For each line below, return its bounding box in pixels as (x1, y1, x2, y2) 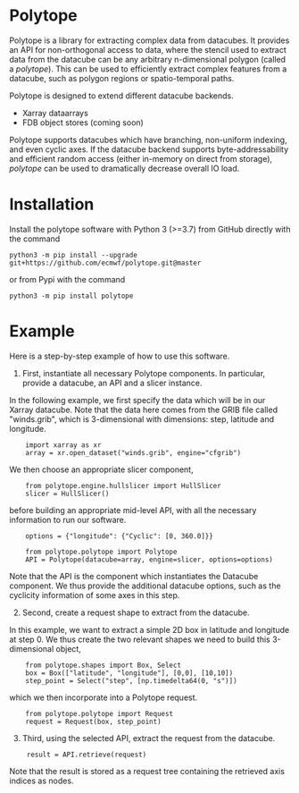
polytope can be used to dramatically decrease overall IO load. (9, 163, 240, 173)
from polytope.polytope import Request (25, 709, 174, 718)
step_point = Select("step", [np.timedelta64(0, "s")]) (25, 676, 238, 685)
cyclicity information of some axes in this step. (9, 589, 180, 600)
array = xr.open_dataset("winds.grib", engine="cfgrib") (25, 448, 242, 457)
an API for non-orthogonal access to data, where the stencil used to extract (9, 44, 287, 55)
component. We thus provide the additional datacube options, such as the (9, 580, 281, 591)
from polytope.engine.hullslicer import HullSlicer (25, 481, 221, 490)
